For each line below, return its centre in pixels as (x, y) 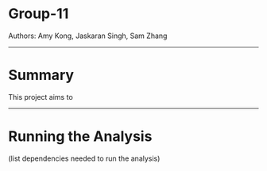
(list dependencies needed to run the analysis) (84, 158)
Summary (41, 75)
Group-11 (39, 14)
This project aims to (41, 97)
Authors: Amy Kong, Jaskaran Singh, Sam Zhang (88, 36)
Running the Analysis (80, 137)
